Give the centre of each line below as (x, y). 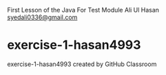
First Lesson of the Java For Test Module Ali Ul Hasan (83, 10)
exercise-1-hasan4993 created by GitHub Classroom (82, 64)
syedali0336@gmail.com (42, 17)
